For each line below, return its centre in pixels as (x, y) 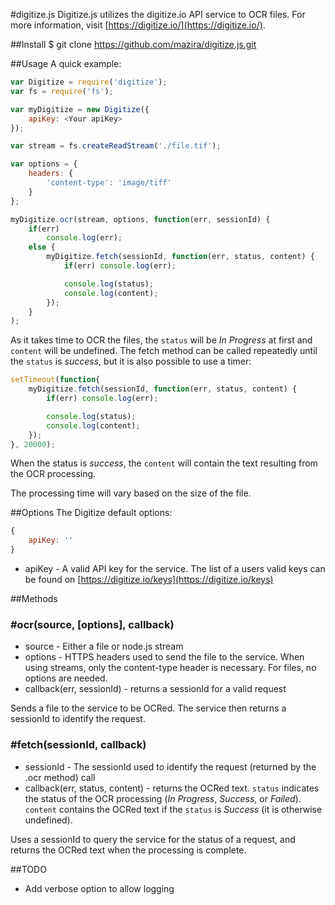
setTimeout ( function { (55, 380)
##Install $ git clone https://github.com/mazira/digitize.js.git (133, 44)
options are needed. (66, 678)
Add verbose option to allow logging (99, 888)
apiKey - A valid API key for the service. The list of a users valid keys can (175, 568)
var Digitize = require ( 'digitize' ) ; (89, 82)
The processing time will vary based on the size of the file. (131, 493)
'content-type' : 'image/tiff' (109, 183)
